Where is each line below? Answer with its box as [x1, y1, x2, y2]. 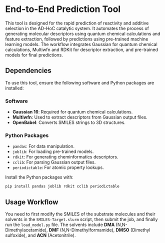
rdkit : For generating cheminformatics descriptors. [12, 154, 118, 160]
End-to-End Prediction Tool [5, 3, 121, 15]
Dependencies [5, 66, 51, 75]
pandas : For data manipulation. [12, 143, 75, 149]
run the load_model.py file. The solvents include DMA [5, 221, 115, 228]
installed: [5, 85, 24, 91]
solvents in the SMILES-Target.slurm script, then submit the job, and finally [5, 216, 158, 222]
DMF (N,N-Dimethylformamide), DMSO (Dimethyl [48, 227, 150, 233]
